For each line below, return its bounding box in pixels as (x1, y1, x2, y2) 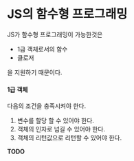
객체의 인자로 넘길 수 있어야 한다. (16, 125, 105, 133)
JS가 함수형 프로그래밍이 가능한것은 (7, 30, 103, 39)
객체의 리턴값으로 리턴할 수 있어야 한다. (16, 133, 122, 142)
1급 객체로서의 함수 (16, 45, 68, 53)
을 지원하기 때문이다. (7, 68, 63, 76)
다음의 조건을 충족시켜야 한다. (7, 102, 87, 110)
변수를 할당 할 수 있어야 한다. (16, 116, 95, 125)
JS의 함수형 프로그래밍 (7, 6, 128, 22)
